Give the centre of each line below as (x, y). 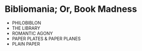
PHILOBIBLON (26, 23)
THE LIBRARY (26, 28)
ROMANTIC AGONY (32, 33)
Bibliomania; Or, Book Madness (71, 9)
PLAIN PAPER (26, 44)
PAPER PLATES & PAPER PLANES (46, 39)
